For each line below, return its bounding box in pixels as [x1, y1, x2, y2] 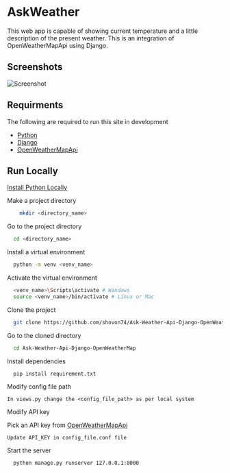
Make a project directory [7, 197, 77, 205]
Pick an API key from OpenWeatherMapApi [7, 421, 128, 429]
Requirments [7, 99, 64, 111]
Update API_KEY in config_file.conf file [7, 435, 127, 441]
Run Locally [7, 165, 58, 177]
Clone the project [7, 306, 56, 314]
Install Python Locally [7, 183, 68, 192]
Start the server [7, 446, 51, 454]
